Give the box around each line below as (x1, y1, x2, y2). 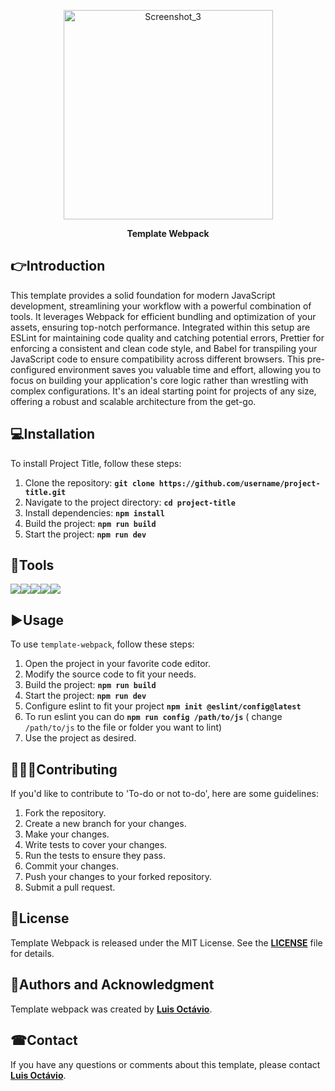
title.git (24, 487, 67, 497)
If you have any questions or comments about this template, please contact (10, 1058, 321, 1070)
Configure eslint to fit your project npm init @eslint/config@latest (24, 700, 302, 712)
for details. (10, 947, 55, 959)
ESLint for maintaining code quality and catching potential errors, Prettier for (10, 331, 325, 344)
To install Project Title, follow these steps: (10, 457, 182, 469)
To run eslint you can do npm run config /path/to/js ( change (24, 711, 283, 723)
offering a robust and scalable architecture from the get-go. (10, 395, 257, 407)
